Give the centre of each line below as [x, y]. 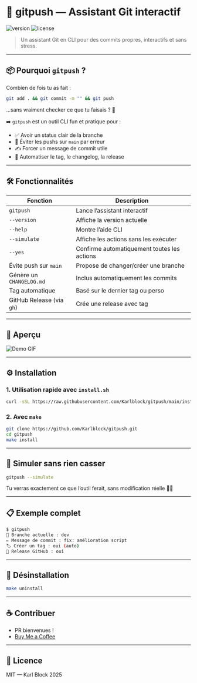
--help [18, 230]
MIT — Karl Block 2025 [34, 674]
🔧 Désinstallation [38, 575]
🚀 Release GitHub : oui [35, 551]
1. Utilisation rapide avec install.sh [58, 389]
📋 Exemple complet [43, 513]
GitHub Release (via [36, 300]
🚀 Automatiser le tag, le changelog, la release [69, 157]
